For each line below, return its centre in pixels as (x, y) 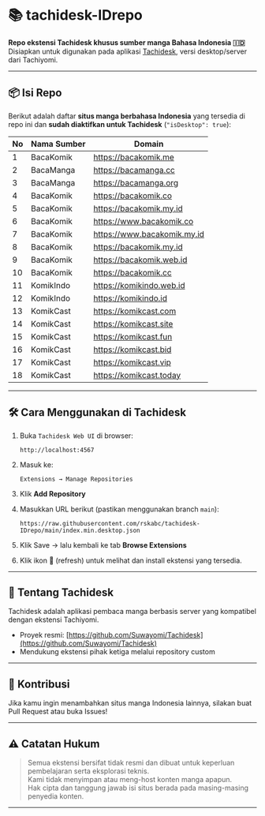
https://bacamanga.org (136, 182)
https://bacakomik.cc (132, 272)
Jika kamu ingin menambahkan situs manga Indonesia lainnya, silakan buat (130, 703)
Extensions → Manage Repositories (76, 479)
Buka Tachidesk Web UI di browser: (77, 436)
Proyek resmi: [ (44, 635)
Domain (149, 144)
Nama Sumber (58, 144)
